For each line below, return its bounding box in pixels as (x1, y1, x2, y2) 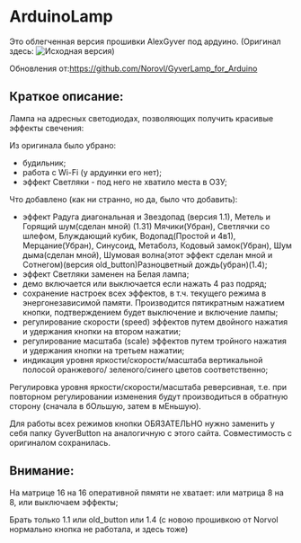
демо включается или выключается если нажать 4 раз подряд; (22, 278, 267, 289)
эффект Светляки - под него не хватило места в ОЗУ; (22, 176, 227, 187)
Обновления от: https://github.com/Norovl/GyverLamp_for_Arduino (9, 63, 258, 74)
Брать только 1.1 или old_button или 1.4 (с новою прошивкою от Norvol (9, 514, 279, 525)
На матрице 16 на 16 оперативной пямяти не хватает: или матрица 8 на (9, 487, 285, 498)
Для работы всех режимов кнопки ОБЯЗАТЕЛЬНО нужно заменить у (9, 418, 276, 429)
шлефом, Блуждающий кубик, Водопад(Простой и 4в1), (22, 230, 236, 241)
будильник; (22, 157, 66, 168)
